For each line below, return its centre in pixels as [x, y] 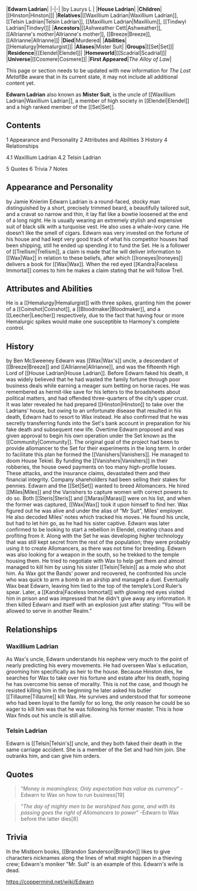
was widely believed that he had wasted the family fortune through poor [93, 379]
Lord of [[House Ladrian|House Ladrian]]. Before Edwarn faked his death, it [97, 373]
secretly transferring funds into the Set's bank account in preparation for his [98, 423]
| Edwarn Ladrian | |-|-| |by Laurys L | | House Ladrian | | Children [83, 9]
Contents [24, 126]
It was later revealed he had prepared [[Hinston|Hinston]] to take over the [95, 405]
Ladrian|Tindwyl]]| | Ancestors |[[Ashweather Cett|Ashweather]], [84, 28]
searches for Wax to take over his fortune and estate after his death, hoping [98, 678]
